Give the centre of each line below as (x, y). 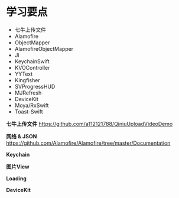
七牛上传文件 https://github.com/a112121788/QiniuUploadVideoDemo (89, 124)
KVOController (32, 67)
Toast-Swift (29, 111)
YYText (24, 74)
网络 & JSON (22, 136)
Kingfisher (27, 80)
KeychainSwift (32, 61)
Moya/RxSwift (32, 105)
